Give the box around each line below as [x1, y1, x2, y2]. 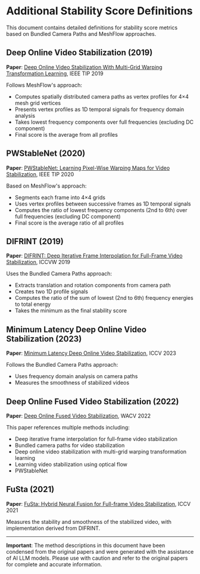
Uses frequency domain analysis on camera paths [14, 373, 138, 380]
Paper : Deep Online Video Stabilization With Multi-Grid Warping [6, 63, 162, 70]
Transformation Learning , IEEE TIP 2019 [6, 70, 104, 77]
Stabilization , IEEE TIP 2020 [6, 170, 74, 177]
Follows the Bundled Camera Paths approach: [6, 361, 118, 369]
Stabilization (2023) [6, 333, 82, 344]
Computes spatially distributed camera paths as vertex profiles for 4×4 [14, 93, 189, 100]
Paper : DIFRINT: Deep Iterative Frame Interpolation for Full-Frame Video [6, 252, 183, 259]
